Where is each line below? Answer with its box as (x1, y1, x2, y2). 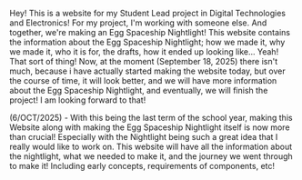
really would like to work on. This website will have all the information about (9, 141, 293, 152)
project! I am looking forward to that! (9, 95, 146, 105)
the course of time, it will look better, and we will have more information (9, 75, 277, 85)
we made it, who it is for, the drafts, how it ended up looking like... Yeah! (9, 46, 279, 57)
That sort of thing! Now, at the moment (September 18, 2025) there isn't (9, 56, 278, 66)
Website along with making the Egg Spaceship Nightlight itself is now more (9, 122, 290, 133)
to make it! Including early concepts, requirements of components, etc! (9, 161, 276, 171)
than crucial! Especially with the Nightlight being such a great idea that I (9, 132, 278, 142)
